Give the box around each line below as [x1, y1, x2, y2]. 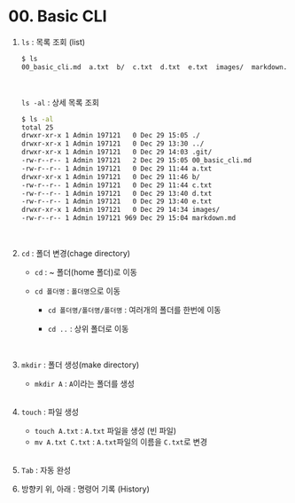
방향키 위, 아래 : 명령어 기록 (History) [20, 483, 150, 494]
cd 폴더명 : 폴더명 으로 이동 [34, 286, 121, 296]
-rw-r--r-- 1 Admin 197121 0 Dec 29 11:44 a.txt [20, 164, 213, 173]
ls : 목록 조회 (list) [20, 36, 86, 47]
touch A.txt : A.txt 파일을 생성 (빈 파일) [34, 426, 177, 436]
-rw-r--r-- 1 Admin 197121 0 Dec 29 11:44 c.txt [20, 180, 213, 190]
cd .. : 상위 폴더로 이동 [47, 324, 129, 334]
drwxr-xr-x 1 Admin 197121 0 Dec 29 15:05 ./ [20, 131, 200, 140]
